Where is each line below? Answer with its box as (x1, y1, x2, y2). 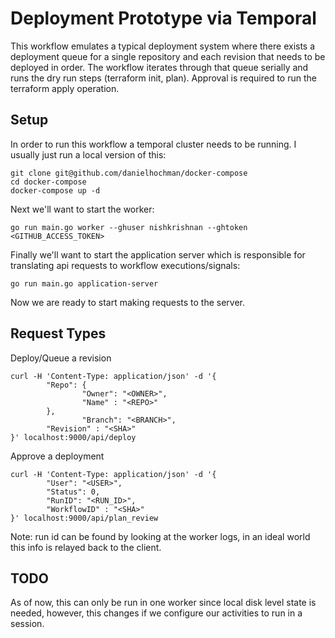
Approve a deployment (10, 450, 105, 462)
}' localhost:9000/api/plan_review (10, 513, 159, 523)
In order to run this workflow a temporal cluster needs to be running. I (10, 138, 297, 150)
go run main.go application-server (10, 278, 159, 289)
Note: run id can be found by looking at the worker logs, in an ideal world (10, 530, 311, 542)
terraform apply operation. (10, 82, 120, 94)
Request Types (10, 325, 107, 342)
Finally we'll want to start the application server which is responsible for (10, 248, 306, 261)
